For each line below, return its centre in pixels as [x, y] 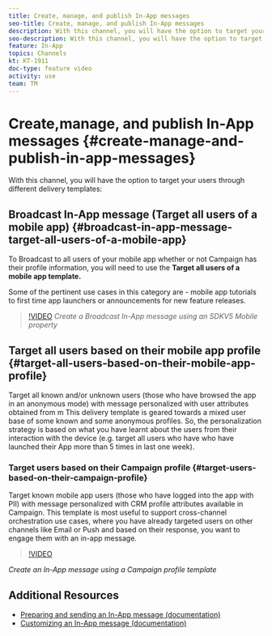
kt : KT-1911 [28, 61]
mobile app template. [45, 277]
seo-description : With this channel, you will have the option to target [136, 38]
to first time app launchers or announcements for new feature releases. [127, 301]
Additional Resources [64, 595]
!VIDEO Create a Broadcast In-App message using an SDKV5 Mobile [143, 316]
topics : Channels [38, 53]
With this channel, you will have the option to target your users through [127, 180]
